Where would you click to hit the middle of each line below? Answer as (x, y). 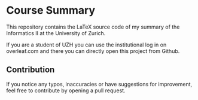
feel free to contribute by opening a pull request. (66, 90)
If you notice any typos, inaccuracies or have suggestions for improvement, (99, 84)
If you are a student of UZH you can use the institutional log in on (86, 45)
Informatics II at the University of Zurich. (56, 33)
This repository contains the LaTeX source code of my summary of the (93, 27)
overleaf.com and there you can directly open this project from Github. (93, 51)
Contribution (31, 70)
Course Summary (51, 10)
